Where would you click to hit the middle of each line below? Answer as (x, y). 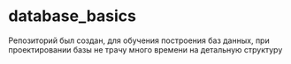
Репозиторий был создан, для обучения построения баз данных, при (139, 40)
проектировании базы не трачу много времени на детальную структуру (145, 49)
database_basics (72, 16)
